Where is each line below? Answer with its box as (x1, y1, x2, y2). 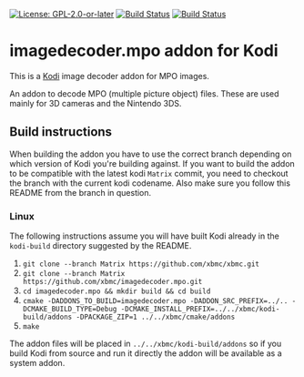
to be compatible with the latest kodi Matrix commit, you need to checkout (9, 168, 289, 178)
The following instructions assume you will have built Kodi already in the (9, 230, 279, 241)
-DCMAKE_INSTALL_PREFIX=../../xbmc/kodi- (120, 305, 280, 314)
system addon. (9, 358, 66, 369)
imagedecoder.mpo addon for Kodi (9, 41, 279, 61)
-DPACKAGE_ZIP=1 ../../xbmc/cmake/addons (76, 312, 236, 322)
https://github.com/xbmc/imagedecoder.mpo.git (22, 278, 203, 287)
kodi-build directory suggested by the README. (9, 240, 192, 251)
